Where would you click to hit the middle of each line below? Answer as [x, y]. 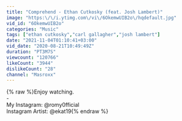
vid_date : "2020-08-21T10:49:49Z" [51, 46]
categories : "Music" [33, 29]
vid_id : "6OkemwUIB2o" [35, 23]
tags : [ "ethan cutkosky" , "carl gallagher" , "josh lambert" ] [83, 35]
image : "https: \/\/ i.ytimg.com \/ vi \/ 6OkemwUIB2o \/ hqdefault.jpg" [91, 18]
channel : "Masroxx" [31, 75]
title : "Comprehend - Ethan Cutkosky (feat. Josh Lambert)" [85, 12]
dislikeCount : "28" [31, 69]
